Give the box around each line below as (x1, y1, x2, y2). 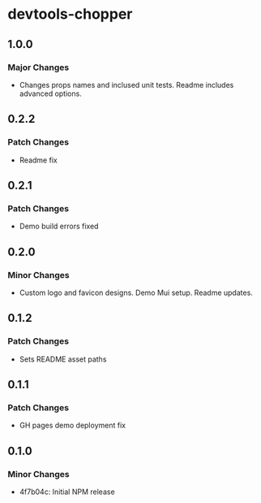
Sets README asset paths (19, 354, 107, 364)
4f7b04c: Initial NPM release (19, 487, 115, 496)
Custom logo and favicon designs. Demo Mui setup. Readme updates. (19, 288, 253, 297)
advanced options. (19, 89, 82, 98)
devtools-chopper (7, 5, 133, 24)
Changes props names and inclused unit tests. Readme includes (19, 80, 234, 89)
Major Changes (7, 62, 70, 73)
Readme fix (19, 155, 58, 165)
